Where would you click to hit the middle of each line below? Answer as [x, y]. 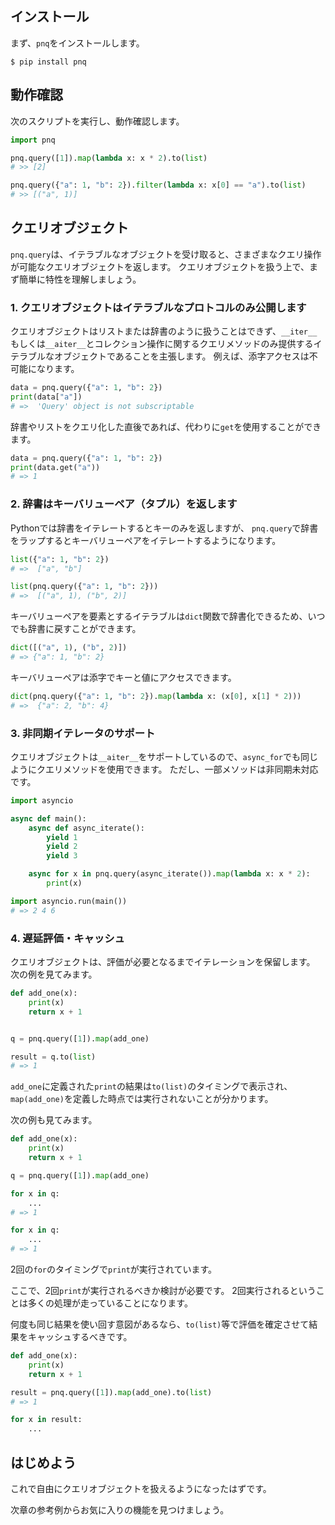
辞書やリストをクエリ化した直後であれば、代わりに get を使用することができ [166, 426]
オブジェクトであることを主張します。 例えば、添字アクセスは [181, 356]
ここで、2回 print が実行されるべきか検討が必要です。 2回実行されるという [163, 1290]
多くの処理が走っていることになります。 [110, 1303]
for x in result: [46, 1420]
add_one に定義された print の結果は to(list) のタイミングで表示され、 [151, 1086]
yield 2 [62, 847]
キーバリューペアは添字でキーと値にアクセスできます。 [123, 677]
